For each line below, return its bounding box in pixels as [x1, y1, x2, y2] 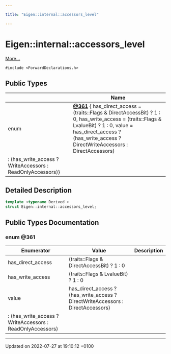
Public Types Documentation [5, 218, 99, 227]
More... [5, 55, 20, 61]
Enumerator [21, 247, 51, 254]
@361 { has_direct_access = [73, 103, 141, 110]
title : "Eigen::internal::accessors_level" [5, 12, 99, 17]
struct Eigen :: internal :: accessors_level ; [5, 204, 97, 209]
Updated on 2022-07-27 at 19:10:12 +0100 [5, 343, 94, 349]
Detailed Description [5, 186, 72, 195]
